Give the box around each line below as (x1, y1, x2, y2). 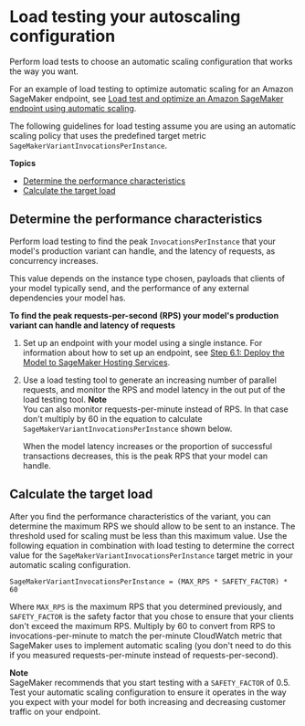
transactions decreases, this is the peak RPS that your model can (22, 450, 268, 461)
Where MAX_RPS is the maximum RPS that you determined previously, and (9, 601, 282, 612)
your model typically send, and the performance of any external (9, 282, 249, 293)
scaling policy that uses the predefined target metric (9, 130, 207, 141)
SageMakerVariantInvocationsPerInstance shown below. (22, 423, 233, 434)
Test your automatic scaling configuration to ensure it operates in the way (9, 687, 287, 698)
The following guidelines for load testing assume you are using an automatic (9, 121, 297, 132)
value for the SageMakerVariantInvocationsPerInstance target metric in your (9, 550, 294, 561)
